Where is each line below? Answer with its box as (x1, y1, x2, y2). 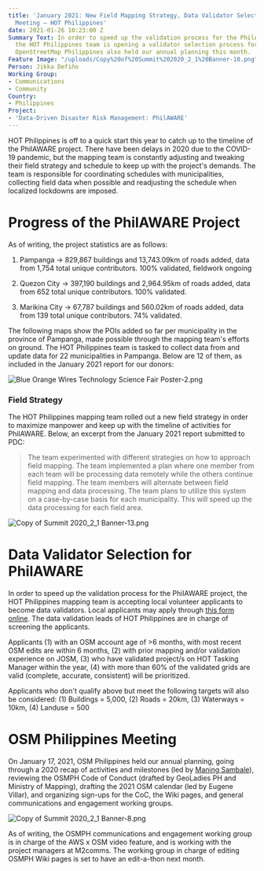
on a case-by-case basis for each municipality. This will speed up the (27, 494, 253, 504)
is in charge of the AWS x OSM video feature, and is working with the (8, 837, 232, 847)
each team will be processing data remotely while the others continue (27, 470, 253, 479)
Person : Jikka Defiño (8, 63, 79, 71)
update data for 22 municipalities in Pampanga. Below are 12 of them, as (8, 351, 242, 360)
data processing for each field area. (27, 503, 144, 512)
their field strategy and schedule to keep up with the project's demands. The (8, 161, 256, 170)
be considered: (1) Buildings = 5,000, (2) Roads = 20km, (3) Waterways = (8, 694, 245, 704)
